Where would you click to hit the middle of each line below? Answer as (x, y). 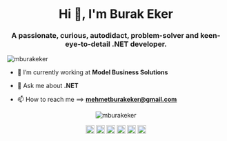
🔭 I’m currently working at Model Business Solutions (92, 72)
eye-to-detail (88, 44)
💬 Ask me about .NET (48, 86)
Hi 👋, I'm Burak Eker (116, 14)
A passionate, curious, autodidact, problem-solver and (105, 36)
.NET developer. (139, 44)
